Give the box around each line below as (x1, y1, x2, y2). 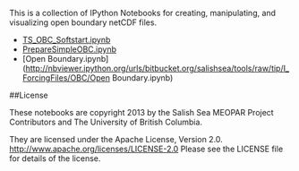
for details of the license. (9, 153, 101, 164)
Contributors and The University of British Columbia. (9, 116, 203, 127)
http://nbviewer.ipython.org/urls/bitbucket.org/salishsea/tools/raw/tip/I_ (25, 63, 289, 73)
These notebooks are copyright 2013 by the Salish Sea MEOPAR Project (9, 107, 275, 117)
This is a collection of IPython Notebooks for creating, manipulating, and (9, 8, 276, 18)
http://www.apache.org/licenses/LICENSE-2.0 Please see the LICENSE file (9, 143, 284, 154)
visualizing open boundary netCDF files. (9, 17, 158, 28)
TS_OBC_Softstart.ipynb (21, 35, 111, 45)
